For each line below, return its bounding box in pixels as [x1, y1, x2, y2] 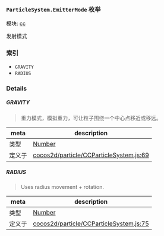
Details [6, 84, 27, 92]
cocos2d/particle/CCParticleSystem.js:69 [33, 151, 150, 159]
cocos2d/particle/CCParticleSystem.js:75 [33, 219, 150, 228]
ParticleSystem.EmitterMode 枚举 [6, 5, 101, 13]
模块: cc [6, 20, 26, 27]
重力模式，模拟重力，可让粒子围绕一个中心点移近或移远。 [20, 114, 162, 122]
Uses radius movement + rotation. [20, 184, 104, 191]
